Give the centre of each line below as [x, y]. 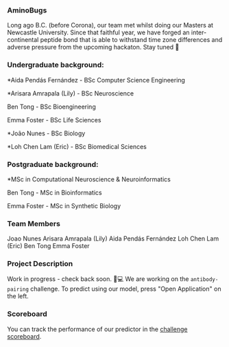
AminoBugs [27, 10]
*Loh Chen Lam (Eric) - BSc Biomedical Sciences [77, 146]
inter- [199, 32]
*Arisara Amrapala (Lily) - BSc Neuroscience [71, 93]
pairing [18, 290]
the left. [18, 296]
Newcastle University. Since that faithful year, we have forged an [98, 32]
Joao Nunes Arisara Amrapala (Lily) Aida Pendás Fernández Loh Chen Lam [113, 238]
